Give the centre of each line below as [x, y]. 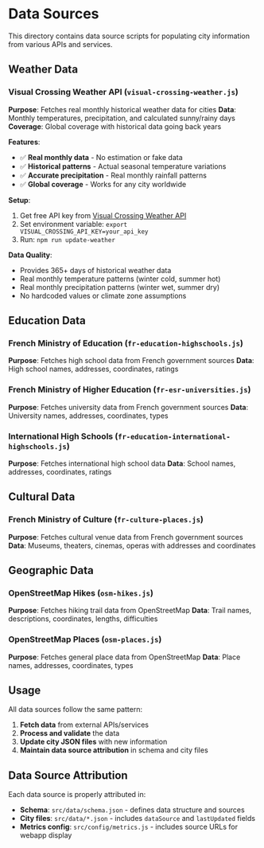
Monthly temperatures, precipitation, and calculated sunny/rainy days [122, 118]
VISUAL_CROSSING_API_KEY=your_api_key [84, 232]
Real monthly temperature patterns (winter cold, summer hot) [120, 279]
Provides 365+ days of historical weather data [95, 270]
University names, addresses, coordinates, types [88, 416]
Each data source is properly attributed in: [77, 795]
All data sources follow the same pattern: [76, 709]
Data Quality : [31, 255]
